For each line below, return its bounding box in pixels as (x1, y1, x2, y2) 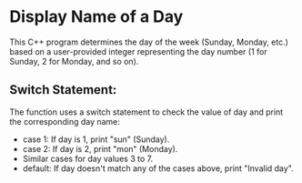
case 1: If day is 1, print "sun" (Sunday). (22, 134, 170, 145)
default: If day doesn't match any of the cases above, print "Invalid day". (22, 162, 294, 174)
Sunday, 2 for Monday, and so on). (9, 56, 139, 66)
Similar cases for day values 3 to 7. (22, 153, 153, 164)
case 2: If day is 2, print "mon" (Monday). (22, 143, 178, 154)
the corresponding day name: (9, 116, 121, 127)
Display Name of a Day (9, 6, 184, 27)
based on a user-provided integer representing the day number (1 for (9, 46, 267, 56)
